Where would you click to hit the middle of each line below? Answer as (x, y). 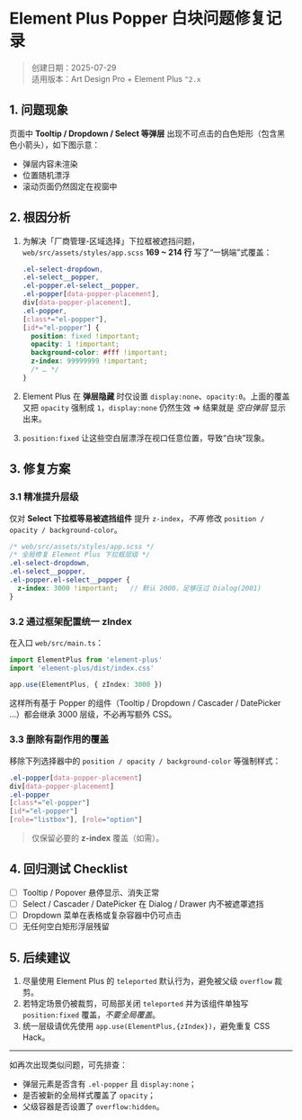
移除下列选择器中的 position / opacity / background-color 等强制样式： (145, 761)
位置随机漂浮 (46, 175)
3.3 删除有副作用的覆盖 (59, 739)
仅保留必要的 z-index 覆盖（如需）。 (98, 838)
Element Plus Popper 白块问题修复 (138, 18)
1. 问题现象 (39, 110)
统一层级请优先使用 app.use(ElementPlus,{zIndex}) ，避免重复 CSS (146, 1025)
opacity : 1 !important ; (75, 344)
